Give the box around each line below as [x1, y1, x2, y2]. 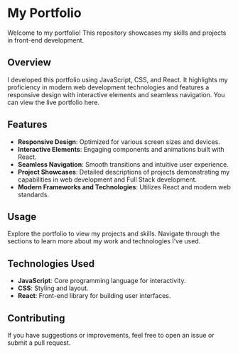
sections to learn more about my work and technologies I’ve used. [7, 237, 201, 245]
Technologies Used [7, 258, 94, 270]
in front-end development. [7, 35, 85, 44]
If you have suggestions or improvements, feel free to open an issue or [7, 331, 215, 339]
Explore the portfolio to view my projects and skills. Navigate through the [7, 229, 220, 238]
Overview [7, 57, 52, 69]
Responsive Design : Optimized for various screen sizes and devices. [17, 137, 220, 146]
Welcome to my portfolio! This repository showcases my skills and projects [7, 28, 227, 37]
